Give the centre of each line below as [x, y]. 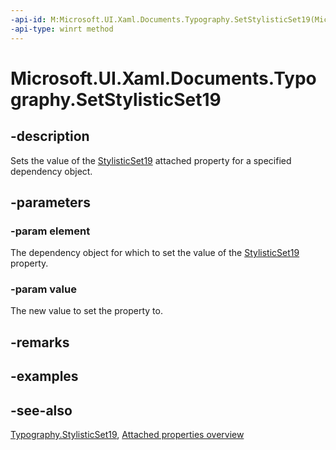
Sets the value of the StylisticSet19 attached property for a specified [151, 160]
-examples [44, 376]
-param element [50, 231]
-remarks [40, 342]
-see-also [41, 410]
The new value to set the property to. [86, 311]
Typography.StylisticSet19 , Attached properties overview [127, 435]
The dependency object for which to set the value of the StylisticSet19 [155, 253]
